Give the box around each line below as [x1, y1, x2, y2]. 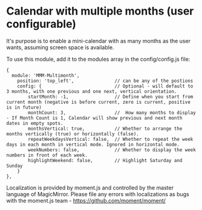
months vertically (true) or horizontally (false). [6, 130, 139, 137]
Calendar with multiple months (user [6, 4, 194, 18]
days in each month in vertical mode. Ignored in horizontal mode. [6, 141, 180, 147]
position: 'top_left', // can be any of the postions [17, 78, 194, 84]
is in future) [6, 104, 42, 110]
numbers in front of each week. [6, 152, 88, 158]
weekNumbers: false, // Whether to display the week [28, 147, 197, 153]
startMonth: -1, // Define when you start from [28, 93, 194, 100]
